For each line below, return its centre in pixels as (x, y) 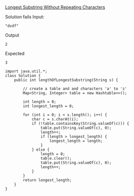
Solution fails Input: (25, 17)
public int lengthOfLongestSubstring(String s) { (66, 80)
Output (12, 35)
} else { (41, 150)
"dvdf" (12, 26)
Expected (15, 53)
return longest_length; (47, 180)
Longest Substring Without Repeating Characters (55, 7)
